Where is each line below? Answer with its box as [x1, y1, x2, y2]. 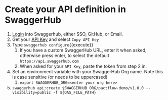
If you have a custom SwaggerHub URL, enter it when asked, [19, 47, 147, 53]
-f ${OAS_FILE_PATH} [53, 90, 97, 95]
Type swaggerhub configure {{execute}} [12, 41, 94, 47]
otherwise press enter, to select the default [19, 52, 109, 59]
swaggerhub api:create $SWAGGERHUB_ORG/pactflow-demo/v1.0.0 [12, 85, 144, 90]
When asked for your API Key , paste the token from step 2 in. [19, 63, 147, 69]
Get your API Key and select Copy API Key [12, 36, 99, 42]
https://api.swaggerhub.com [19, 59, 79, 64]
